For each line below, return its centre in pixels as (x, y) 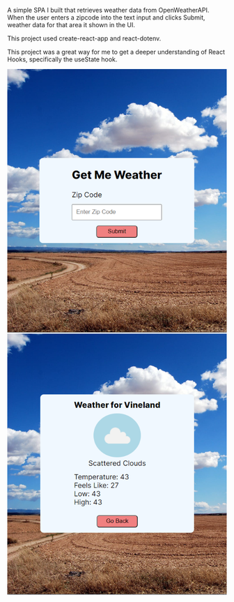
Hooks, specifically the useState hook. (62, 59)
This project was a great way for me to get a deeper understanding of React (116, 52)
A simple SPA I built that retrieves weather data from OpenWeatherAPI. (108, 10)
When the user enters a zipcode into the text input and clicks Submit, (106, 17)
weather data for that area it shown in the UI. (71, 25)
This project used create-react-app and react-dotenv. (84, 38)
